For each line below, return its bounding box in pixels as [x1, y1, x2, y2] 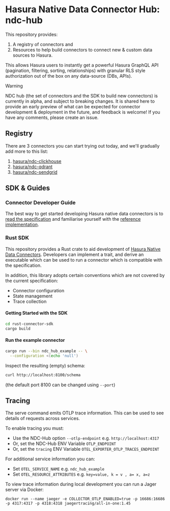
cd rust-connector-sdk [5, 321, 53, 327]
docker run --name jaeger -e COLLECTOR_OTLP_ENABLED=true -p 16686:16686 [5, 497, 165, 502]
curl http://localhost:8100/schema [5, 372, 81, 378]
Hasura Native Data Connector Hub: [5, 4, 160, 15]
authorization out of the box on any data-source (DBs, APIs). [5, 73, 132, 79]
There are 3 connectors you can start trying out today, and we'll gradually [5, 143, 160, 149]
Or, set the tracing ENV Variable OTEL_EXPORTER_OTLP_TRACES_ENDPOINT [12, 446, 159, 452]
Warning [5, 83, 23, 89]
